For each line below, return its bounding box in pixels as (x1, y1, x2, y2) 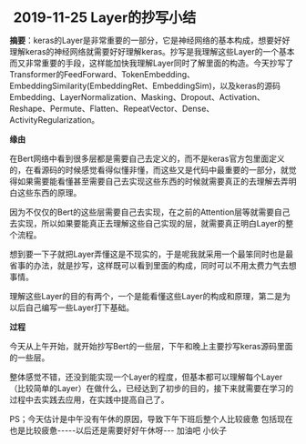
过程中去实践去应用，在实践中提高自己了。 (9, 394, 169, 405)
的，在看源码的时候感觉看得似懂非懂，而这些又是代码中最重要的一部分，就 (9, 165, 289, 175)
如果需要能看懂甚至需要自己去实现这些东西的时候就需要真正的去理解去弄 (16, 176, 289, 187)
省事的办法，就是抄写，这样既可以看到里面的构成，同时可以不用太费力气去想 (9, 260, 297, 270)
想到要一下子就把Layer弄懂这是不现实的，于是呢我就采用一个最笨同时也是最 (9, 248, 294, 259)
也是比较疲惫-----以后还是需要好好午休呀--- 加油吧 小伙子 (9, 425, 228, 436)
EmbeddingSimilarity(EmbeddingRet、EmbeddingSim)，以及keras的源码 (9, 80, 280, 91)
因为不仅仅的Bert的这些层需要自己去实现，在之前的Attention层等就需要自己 (9, 207, 291, 217)
